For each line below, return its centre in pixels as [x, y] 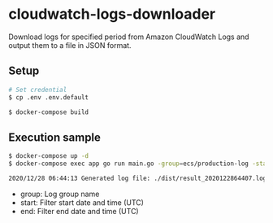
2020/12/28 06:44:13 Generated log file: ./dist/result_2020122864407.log [138, 178]
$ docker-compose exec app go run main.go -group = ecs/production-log [129, 164]
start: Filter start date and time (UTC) [82, 202]
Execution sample [55, 137]
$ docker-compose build [49, 112]
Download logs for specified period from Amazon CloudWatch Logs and [129, 37]
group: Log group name [60, 194]
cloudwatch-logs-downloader [112, 14]
